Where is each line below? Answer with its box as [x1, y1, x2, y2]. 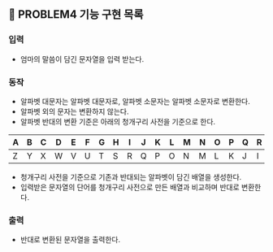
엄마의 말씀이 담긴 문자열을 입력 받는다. [19, 54, 145, 63]
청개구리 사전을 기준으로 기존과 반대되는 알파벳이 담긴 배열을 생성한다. [19, 172, 242, 181]
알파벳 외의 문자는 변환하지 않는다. [19, 106, 129, 116]
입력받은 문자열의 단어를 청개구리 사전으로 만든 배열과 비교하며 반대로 [19, 182, 240, 192]
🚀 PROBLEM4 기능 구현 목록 [8, 7, 144, 22]
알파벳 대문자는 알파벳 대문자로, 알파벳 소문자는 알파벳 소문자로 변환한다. [19, 96, 250, 106]
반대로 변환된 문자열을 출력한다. [19, 235, 120, 245]
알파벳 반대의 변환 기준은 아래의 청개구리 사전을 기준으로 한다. [19, 116, 216, 126]
